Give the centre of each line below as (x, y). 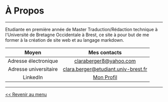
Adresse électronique (33, 61)
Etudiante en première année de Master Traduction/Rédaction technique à (81, 29)
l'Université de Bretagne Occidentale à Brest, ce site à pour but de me (77, 35)
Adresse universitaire (33, 69)
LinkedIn (33, 77)
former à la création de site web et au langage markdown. (64, 40)
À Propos (25, 11)
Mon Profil (105, 77)
